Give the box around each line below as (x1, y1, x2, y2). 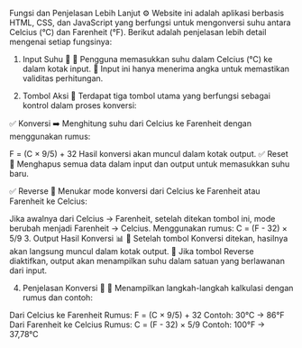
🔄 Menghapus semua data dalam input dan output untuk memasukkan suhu (9, 159, 290, 169)
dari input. (9, 265, 48, 276)
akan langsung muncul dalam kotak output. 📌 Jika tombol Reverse (9, 246, 254, 256)
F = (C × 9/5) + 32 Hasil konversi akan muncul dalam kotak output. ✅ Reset (9, 149, 288, 159)
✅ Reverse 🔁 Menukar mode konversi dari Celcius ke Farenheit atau (9, 186, 261, 197)
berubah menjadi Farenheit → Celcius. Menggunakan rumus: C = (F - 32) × (9, 223, 288, 234)
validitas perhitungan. (22, 73, 104, 84)
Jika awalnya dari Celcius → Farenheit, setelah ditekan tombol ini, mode (9, 214, 276, 224)
